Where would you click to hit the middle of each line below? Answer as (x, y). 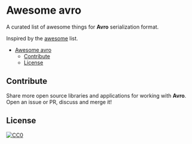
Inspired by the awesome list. (42, 38)
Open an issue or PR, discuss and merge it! (59, 102)
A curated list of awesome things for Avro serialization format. (83, 27)
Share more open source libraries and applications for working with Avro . (96, 95)
